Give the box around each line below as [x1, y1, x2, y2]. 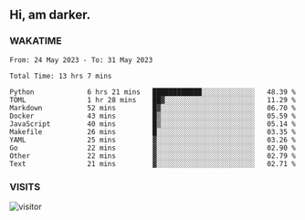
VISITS [9, 180, 41, 193]
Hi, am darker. [9, 7, 91, 23]
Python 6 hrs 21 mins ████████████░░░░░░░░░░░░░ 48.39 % [9, 87, 297, 97]
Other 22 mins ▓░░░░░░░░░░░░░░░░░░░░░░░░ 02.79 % [9, 151, 297, 161]
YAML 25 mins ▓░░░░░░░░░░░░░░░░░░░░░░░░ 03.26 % [9, 135, 297, 144]
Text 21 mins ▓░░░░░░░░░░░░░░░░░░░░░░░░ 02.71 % [9, 159, 297, 168]
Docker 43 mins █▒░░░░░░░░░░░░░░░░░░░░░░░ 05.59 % [9, 111, 297, 120]
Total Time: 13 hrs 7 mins [9, 71, 112, 80]
